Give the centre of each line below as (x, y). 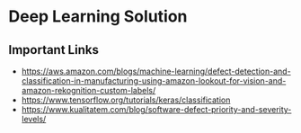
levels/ (34, 119)
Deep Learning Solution (98, 17)
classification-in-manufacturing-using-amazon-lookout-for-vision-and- (154, 81)
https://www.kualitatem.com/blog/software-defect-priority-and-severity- (156, 109)
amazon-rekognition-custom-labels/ (89, 90)
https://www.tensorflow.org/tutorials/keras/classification (126, 100)
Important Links (54, 50)
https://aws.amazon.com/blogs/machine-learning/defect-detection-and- (156, 71)
